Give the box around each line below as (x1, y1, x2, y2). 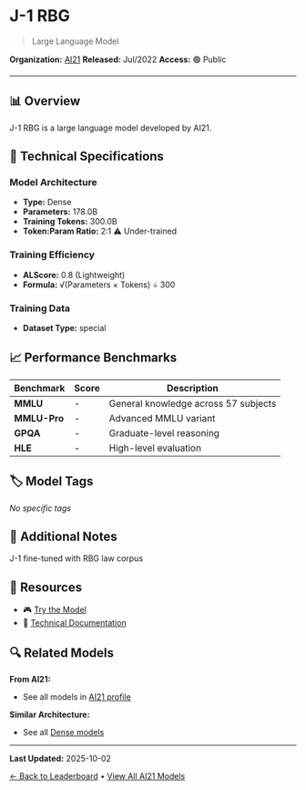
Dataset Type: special (22, 323, 107, 334)
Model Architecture (9, 176, 97, 189)
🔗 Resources (9, 579, 83, 595)
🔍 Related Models (9, 645, 114, 660)
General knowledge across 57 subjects (108, 397, 277, 410)
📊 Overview (9, 93, 81, 109)
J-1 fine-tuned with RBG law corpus (9, 553, 144, 564)
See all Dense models (22, 727, 105, 738)
